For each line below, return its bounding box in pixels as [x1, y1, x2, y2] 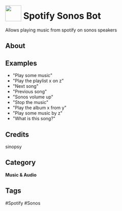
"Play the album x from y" [12, 104, 67, 111]
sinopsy [5, 144, 22, 150]
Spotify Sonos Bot [23, 10, 101, 22]
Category [5, 158, 36, 167]
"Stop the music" [12, 99, 49, 105]
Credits [5, 130, 29, 139]
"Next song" [12, 83, 39, 89]
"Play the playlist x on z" [12, 78, 64, 84]
